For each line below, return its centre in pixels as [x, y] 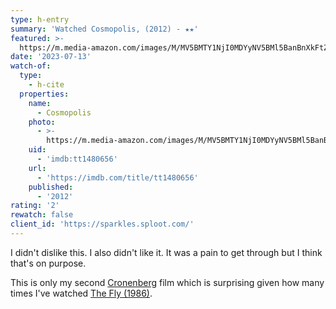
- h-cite [46, 85]
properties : [44, 94]
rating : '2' [35, 206]
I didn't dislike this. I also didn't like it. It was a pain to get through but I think [166, 252]
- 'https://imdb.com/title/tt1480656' [117, 177]
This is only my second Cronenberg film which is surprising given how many [167, 282]
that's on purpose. [48, 263]
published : [51, 187]
